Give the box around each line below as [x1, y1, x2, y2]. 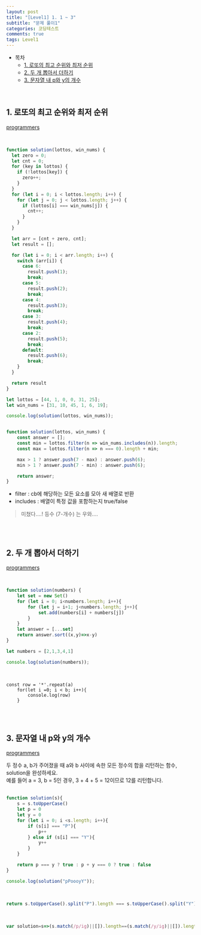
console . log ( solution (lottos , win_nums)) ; [6, 413, 114, 419]
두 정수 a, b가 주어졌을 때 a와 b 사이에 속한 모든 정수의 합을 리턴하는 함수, [6, 762, 178, 769]
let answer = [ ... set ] [17, 627, 74, 633]
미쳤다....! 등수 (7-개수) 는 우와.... [20, 511, 99, 518]
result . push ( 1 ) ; [28, 269, 68, 275]
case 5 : [22, 280, 42, 286]
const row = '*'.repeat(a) [6, 682, 74, 688]
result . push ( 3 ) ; [28, 302, 68, 308]
